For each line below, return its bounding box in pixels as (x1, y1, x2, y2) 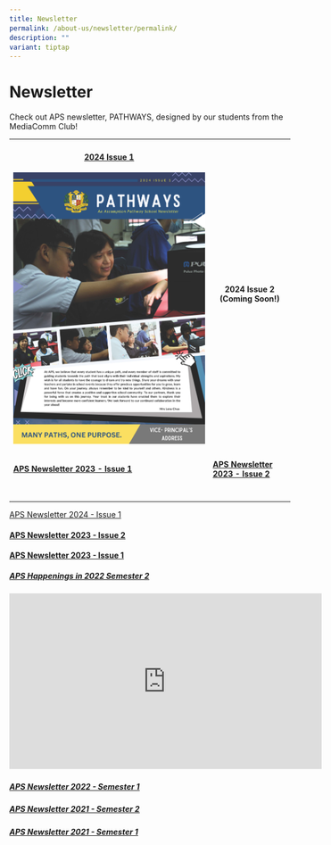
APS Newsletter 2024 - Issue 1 (9, 509, 122, 520)
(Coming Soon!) (219, 293, 280, 303)
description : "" (9, 33, 70, 42)
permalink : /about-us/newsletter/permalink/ (9, 23, 178, 33)
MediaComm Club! (9, 121, 79, 132)
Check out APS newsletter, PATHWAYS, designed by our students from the (9, 112, 284, 122)
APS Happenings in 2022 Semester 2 (9, 570, 150, 581)
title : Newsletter (9, 14, 78, 23)
